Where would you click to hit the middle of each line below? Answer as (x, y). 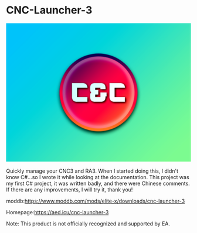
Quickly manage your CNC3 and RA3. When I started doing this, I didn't (92, 171)
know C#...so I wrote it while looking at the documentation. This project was (98, 177)
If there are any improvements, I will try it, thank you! (69, 189)
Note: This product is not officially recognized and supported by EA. (88, 224)
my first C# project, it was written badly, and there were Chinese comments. (98, 183)
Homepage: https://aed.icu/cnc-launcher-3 (57, 212)
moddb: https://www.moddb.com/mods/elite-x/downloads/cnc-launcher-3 (96, 201)
